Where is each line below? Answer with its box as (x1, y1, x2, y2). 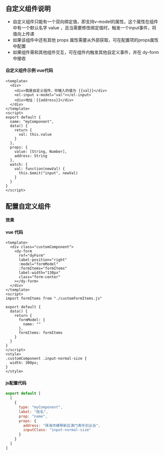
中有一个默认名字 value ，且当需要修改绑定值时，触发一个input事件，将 (12, 25, 157, 30)
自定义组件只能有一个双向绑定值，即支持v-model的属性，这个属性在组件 (12, 19, 159, 25)
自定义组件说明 (5, 4, 51, 13)
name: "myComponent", (10, 119, 54, 124)
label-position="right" (18, 257, 68, 262)
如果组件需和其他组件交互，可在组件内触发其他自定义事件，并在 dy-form (12, 49, 160, 55)
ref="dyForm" (18, 253, 46, 258)
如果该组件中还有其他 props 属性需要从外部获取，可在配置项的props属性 (12, 37, 159, 43)
